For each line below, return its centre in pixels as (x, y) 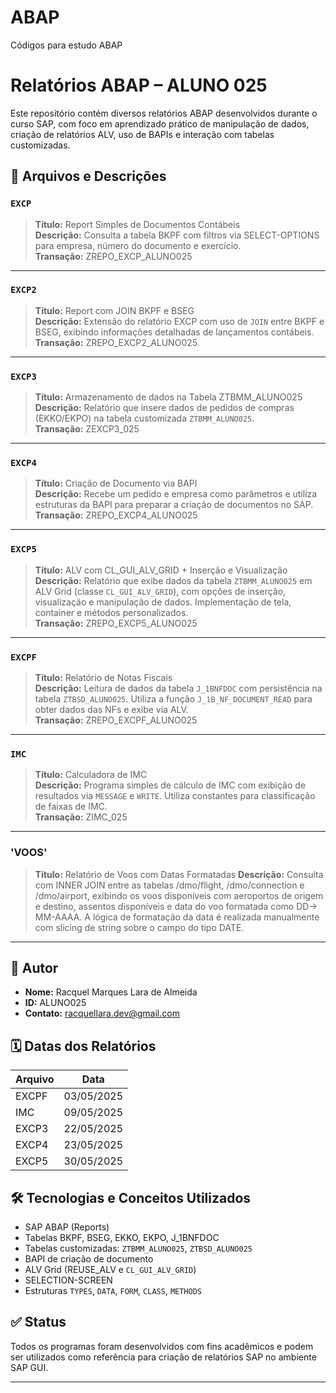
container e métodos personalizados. (111, 612)
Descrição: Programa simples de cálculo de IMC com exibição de (170, 785)
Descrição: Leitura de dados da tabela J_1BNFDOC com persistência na (178, 688)
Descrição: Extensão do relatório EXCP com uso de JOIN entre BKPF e (179, 321)
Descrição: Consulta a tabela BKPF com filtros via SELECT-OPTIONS (177, 235)
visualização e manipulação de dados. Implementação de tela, (163, 602)
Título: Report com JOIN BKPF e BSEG (114, 310)
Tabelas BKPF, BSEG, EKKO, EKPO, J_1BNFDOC (122, 1238)
